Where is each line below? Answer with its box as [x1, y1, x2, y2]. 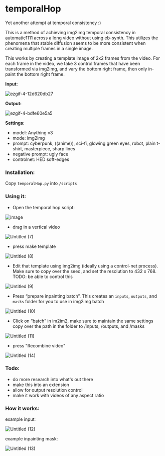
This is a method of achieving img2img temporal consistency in [5, 29, 136, 35]
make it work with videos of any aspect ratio [12, 392, 104, 398]
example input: [5, 416, 36, 422]
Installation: [5, 169, 35, 176]
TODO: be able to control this [12, 273, 73, 280]
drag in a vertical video [12, 224, 60, 230]
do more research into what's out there [12, 376, 94, 382]
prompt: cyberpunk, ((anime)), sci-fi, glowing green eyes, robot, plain [12, 140, 156, 146]
